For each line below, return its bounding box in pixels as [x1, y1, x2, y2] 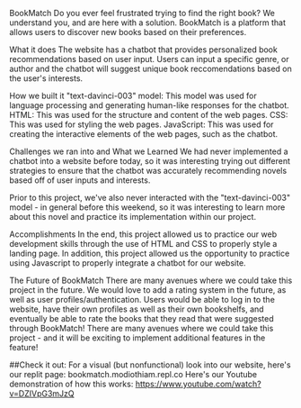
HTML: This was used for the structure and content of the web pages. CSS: [9, 110, 288, 120]
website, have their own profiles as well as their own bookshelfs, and [9, 304, 264, 314]
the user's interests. [9, 73, 84, 84]
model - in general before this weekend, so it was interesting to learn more [9, 202, 286, 213]
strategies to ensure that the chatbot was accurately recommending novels [9, 166, 288, 176]
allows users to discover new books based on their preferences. [9, 27, 247, 37]
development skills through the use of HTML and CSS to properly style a [9, 239, 278, 249]
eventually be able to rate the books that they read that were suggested [9, 313, 274, 323]
